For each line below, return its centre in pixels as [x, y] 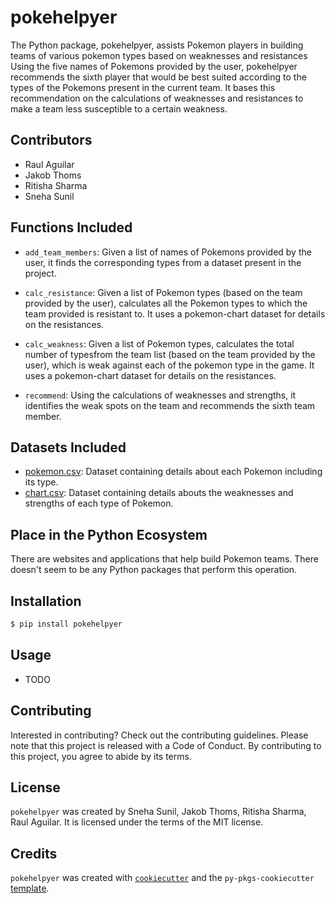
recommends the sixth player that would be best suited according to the [158, 77]
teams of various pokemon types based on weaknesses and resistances [159, 55]
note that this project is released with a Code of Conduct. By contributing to [166, 745]
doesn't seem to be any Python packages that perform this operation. [154, 570]
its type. [41, 482]
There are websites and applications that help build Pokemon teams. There [164, 559]
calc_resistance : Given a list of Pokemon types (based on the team [163, 292]
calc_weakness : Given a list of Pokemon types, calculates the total [159, 343]
